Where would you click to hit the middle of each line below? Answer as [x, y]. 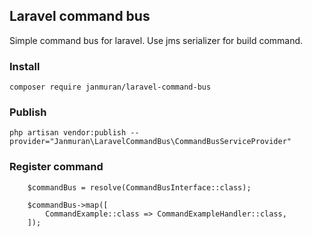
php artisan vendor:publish [68, 133]
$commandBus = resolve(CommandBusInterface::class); [139, 187]
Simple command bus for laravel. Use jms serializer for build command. [156, 40]
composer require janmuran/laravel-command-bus [110, 87]
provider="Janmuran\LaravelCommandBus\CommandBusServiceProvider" [150, 142]
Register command [56, 167]
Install [25, 66]
